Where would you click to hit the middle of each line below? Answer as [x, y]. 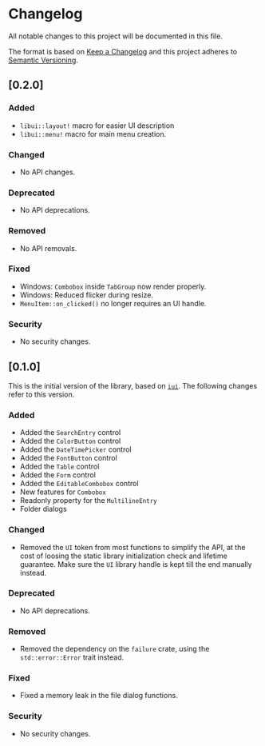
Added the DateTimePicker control [75, 449]
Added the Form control [57, 475]
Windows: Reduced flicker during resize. [87, 295]
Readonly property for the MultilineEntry [88, 501]
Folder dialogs [43, 509]
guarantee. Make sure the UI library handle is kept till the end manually [136, 564]
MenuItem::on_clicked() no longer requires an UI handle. [113, 303]
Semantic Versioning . [43, 60]
